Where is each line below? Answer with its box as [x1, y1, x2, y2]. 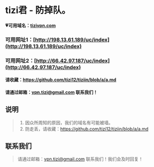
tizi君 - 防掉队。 [5, 5, 71, 16]
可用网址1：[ [5, 36, 36, 43]
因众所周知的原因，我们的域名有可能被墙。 [25, 119, 113, 125]
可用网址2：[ [5, 57, 37, 64]
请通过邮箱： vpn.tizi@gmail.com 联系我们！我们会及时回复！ [17, 156, 143, 162]
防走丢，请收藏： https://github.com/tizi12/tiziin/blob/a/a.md [25, 126, 149, 132]
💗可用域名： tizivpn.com [5, 22, 56, 28]
